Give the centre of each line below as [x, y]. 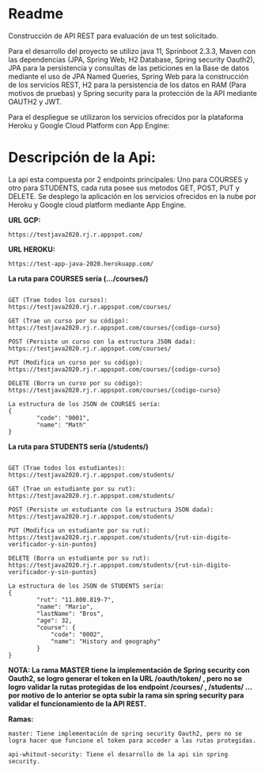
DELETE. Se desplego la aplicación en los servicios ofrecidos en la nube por [132, 196]
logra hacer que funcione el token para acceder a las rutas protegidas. [132, 740]
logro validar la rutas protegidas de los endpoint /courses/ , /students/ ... [130, 687]
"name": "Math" [62, 425]
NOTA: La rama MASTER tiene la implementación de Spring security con [129, 670]
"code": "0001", [63, 418]
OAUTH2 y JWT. [35, 101]
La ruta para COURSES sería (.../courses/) [78, 278]
